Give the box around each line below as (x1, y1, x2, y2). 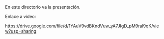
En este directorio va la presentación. (5, 4, 81, 10)
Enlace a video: (5, 14, 36, 19)
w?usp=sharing (5, 28, 37, 34)
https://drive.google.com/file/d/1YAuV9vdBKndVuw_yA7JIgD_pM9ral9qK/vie (5, 23, 159, 29)
